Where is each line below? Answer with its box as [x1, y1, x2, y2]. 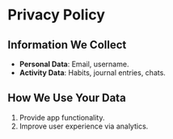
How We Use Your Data [7, 91, 126, 105]
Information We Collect [7, 38, 127, 52]
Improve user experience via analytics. [19, 121, 149, 131]
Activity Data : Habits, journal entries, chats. [19, 68, 167, 78]
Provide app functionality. [19, 112, 105, 122]
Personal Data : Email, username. [19, 59, 129, 69]
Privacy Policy [7, 6, 106, 24]
